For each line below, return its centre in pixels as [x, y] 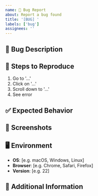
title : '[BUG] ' [22, 19]
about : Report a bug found [33, 15]
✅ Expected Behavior [39, 110]
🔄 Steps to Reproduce [40, 66]
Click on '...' [24, 84]
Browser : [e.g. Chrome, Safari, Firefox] [53, 165]
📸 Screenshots [29, 128]
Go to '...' [22, 78]
